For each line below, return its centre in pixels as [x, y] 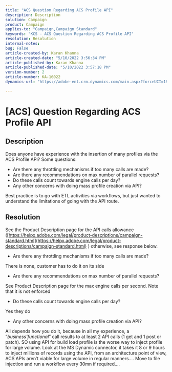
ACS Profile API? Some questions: [41, 159]
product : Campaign [25, 24]
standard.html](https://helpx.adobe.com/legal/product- [63, 240]
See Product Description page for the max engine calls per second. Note [82, 286]
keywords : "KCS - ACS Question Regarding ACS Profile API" [70, 34]
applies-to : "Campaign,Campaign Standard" [51, 29]
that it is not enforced [28, 291]
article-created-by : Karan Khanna [42, 53]
